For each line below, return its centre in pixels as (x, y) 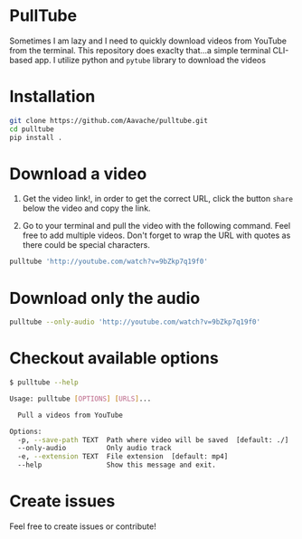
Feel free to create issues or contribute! (83, 526)
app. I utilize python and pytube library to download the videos (151, 60)
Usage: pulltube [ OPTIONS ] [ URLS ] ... (80, 399)
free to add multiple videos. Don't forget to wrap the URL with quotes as (156, 235)
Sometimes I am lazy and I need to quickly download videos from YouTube (148, 41)
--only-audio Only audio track (94, 449)
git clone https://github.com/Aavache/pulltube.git (109, 120)
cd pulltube (32, 129)
